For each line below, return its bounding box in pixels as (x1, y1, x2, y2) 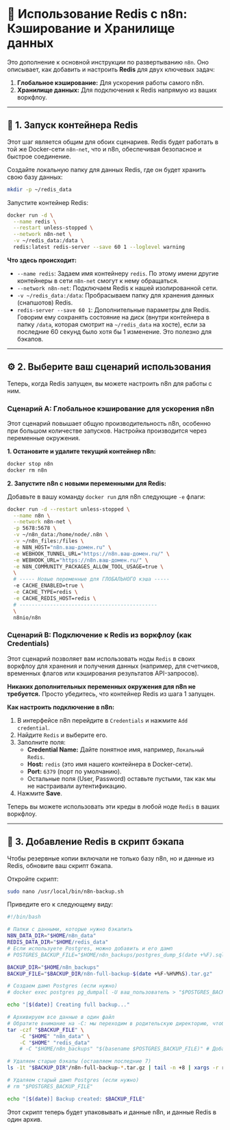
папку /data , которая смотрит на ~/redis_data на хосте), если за (16, 320, 206, 328)
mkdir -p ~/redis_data (7, 186, 72, 193)
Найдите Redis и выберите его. (16, 730, 107, 739)
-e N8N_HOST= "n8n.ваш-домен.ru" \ (13, 544, 112, 551)
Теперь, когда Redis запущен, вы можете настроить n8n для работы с (7, 379, 212, 387)
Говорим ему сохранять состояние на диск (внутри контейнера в (16, 313, 210, 321)
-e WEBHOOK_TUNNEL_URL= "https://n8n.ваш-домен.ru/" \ (13, 550, 170, 557)
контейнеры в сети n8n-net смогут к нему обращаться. (16, 276, 179, 285)
